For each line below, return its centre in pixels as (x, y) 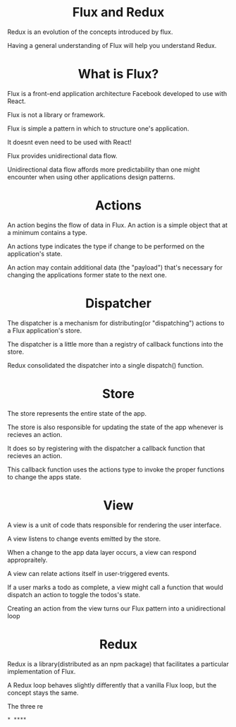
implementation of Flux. (42, 671)
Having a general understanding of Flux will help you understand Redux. (112, 45)
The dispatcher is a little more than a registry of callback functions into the (115, 344)
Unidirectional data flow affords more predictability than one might (104, 169)
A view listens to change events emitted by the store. (84, 539)
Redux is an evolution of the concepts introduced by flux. (90, 32)
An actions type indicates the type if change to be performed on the (106, 246)
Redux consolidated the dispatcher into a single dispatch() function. (106, 365)
